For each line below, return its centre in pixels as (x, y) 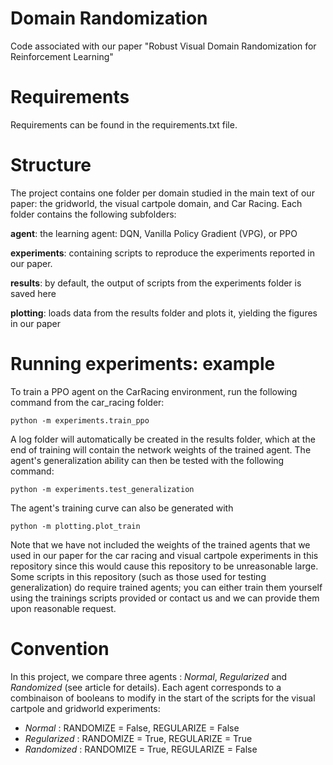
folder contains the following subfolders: (93, 214)
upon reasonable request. (63, 608)
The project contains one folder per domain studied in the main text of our (162, 193)
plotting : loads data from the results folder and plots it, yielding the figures (164, 313)
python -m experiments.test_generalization (102, 489)
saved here (33, 293)
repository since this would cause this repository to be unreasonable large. (164, 566)
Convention (60, 648)
